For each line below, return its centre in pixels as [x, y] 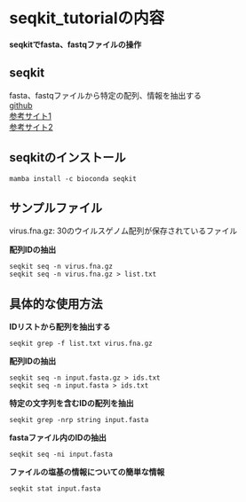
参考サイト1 [30, 115]
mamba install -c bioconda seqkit [73, 178]
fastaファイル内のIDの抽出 [58, 438]
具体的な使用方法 [56, 304]
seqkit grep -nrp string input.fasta [79, 420]
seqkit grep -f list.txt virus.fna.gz [81, 344]
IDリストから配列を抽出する [60, 327]
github [21, 105]
